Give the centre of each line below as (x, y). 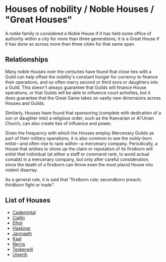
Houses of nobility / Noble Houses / (80, 9)
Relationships (27, 60)
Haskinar (21, 228)
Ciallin (19, 217)
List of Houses (28, 200)
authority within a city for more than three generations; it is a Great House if (82, 39)
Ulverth (20, 255)
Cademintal (24, 212)
